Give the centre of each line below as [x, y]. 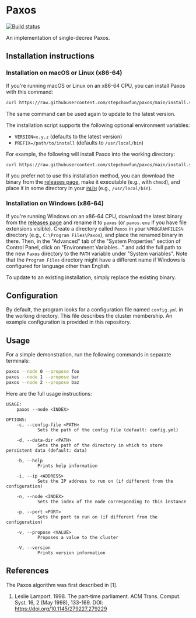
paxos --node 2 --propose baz [43, 383]
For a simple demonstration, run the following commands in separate [89, 355]
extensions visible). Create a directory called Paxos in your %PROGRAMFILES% [95, 228]
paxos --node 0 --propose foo [43, 372]
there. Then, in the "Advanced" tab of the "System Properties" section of [93, 241]
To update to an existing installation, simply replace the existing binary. [91, 277]
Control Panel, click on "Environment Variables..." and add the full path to [94, 247]
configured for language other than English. [58, 266]
